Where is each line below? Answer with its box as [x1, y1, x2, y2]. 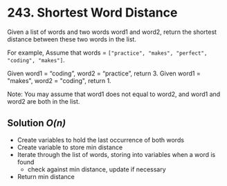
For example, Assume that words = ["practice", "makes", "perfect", [7, 48, 208, 57]
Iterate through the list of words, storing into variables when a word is [17, 150, 216, 158]
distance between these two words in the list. [7, 35, 137, 43]
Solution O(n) [7, 118, 66, 129]
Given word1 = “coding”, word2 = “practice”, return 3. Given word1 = [7, 69, 201, 77]
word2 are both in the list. [7, 97, 80, 105]
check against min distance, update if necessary [27, 165, 166, 174]
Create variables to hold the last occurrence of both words [17, 136, 185, 144]
